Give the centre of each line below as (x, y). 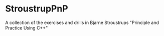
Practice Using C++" (27, 27)
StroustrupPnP (37, 9)
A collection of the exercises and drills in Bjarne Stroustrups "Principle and (82, 22)
